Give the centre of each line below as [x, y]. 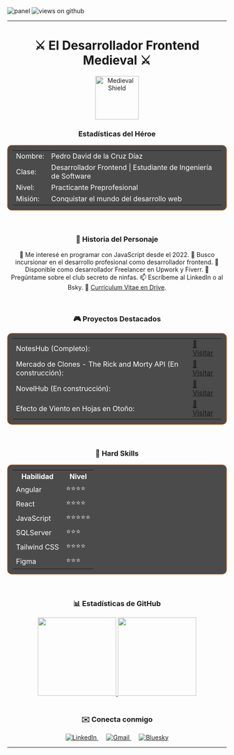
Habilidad [38, 476]
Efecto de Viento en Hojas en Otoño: [76, 408]
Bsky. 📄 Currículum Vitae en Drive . [117, 287]
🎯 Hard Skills [117, 453]
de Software [71, 176]
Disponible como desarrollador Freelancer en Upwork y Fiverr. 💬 [117, 269]
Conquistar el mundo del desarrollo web [117, 199]
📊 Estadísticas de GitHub [117, 604]
